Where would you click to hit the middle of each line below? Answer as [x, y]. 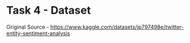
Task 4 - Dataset [49, 10]
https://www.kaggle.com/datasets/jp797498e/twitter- [117, 27]
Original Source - [28, 27]
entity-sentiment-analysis [38, 33]
